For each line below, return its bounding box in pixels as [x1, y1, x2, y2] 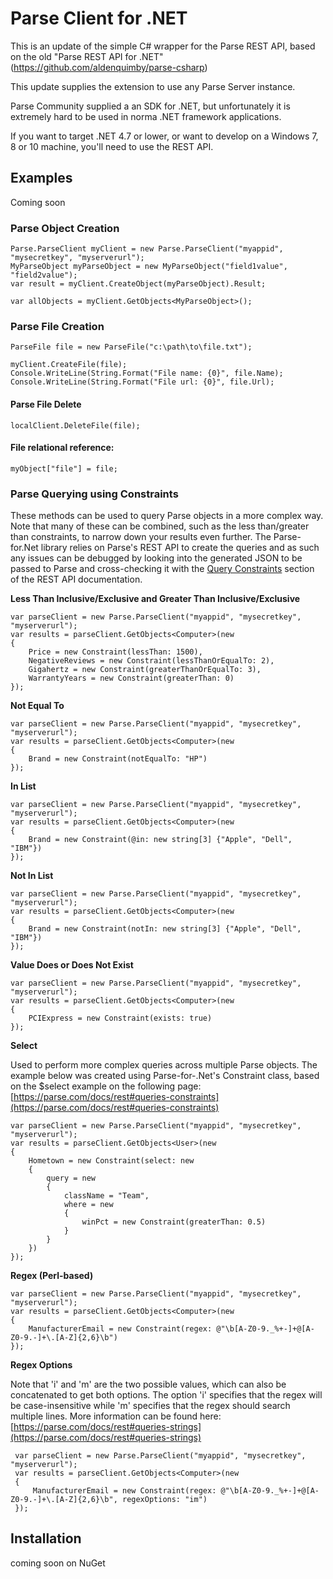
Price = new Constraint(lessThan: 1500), [28, 647, 203, 657]
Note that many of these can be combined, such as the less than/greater [10, 520, 310, 532]
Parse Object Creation [10, 221, 120, 235]
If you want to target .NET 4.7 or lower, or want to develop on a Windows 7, [10, 130, 319, 142]
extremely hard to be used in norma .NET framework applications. [10, 110, 282, 122]
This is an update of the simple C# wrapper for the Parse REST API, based [10, 40, 316, 52]
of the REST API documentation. [10, 573, 143, 586]
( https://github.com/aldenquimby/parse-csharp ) [10, 61, 208, 73]
